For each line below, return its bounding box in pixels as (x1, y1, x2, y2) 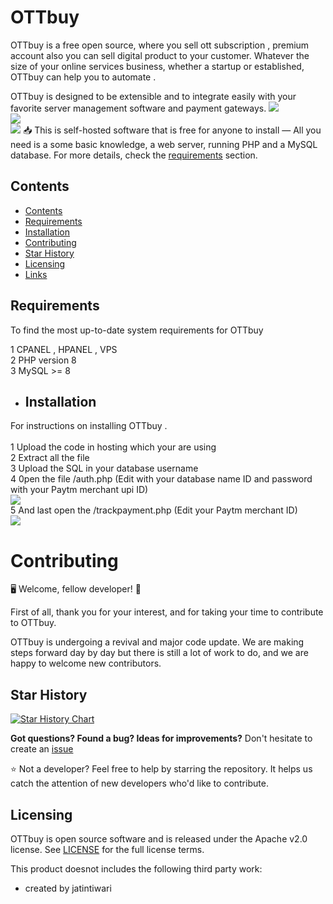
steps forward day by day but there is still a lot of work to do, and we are (10, 647, 309, 659)
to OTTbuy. (10, 617, 57, 629)
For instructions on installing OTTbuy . (10, 420, 168, 432)
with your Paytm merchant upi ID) (10, 484, 149, 496)
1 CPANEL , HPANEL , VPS (10, 343, 118, 355)
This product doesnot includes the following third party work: (10, 862, 263, 875)
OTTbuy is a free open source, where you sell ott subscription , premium (10, 39, 310, 51)
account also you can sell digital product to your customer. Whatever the (10, 49, 310, 61)
